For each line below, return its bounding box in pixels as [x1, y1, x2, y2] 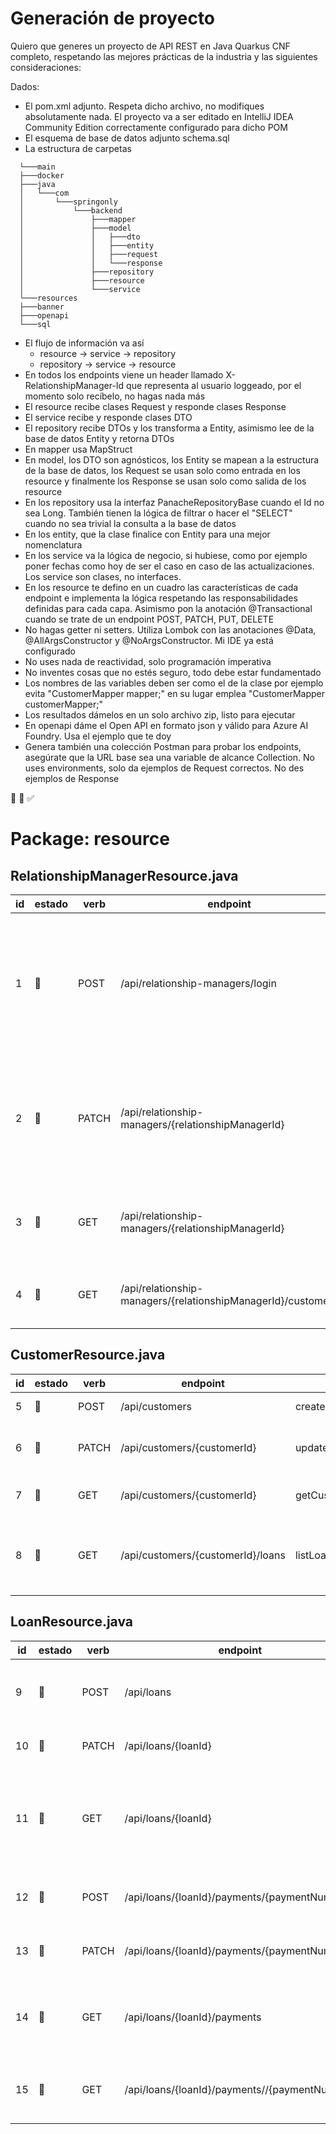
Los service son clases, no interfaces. [24, 570, 182, 582]
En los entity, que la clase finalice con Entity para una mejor [24, 528, 271, 540]
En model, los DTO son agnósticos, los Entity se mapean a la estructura [24, 453, 320, 466]
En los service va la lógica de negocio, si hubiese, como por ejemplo [24, 549, 308, 561]
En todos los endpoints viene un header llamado [24, 368, 224, 381]
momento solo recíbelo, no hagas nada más [24, 390, 206, 402]
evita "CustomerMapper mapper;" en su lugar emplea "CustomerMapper [24, 687, 326, 699]
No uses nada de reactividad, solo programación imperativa [24, 655, 272, 667]
